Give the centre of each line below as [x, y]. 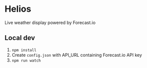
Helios [18, 9]
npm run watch [26, 60]
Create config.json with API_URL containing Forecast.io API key [77, 55]
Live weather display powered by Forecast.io [50, 23]
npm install [24, 50]
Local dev [20, 38]
